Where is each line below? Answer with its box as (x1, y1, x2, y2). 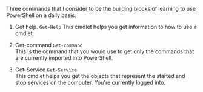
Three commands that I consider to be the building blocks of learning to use (6, 5, 196, 12)
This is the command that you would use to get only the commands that (15, 48, 195, 55)
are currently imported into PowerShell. (15, 54, 113, 61)
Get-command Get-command (15, 42, 83, 48)
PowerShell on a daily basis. (6, 11, 77, 19)
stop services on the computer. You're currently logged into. (15, 79, 166, 86)
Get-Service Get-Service (15, 66, 77, 73)
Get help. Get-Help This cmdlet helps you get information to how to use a (15, 24, 197, 30)
